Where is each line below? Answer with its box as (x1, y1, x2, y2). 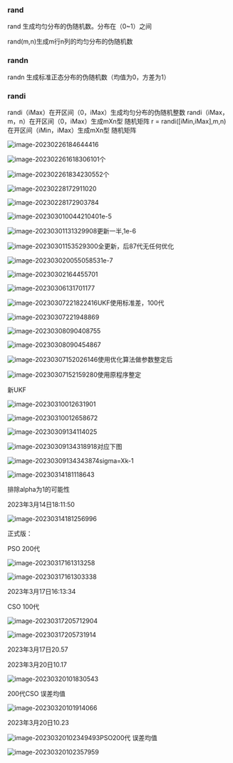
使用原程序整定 (97, 370, 141, 379)
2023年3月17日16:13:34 (7, 587, 76, 595)
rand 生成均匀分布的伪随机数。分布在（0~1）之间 (7, 22, 152, 31)
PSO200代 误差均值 (99, 733, 158, 742)
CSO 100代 (7, 602, 40, 611)
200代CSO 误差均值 (7, 689, 66, 697)
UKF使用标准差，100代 (97, 298, 165, 307)
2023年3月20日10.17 (7, 660, 68, 669)
